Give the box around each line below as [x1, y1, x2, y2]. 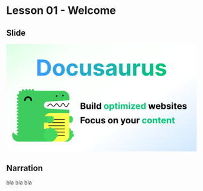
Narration [6, 163, 43, 173]
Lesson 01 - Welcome [6, 4, 117, 18]
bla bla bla [6, 179, 32, 186]
